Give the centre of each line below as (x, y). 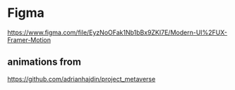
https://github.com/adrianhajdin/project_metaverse (82, 79)
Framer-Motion (29, 39)
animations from (44, 62)
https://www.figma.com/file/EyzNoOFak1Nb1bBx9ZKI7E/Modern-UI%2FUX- (117, 32)
